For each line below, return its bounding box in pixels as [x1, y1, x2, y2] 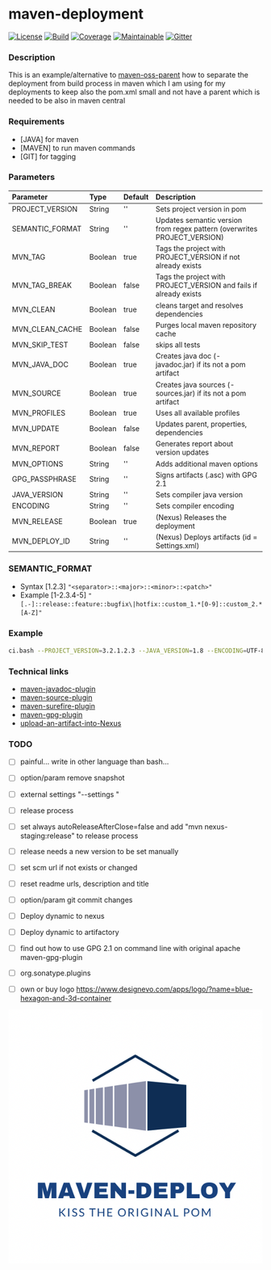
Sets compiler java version [155, 490, 244, 500]
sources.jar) [155, 388, 196, 398]
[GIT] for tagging [19, 151, 77, 161]
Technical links [8, 665, 69, 677]
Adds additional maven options [155, 459, 258, 468]
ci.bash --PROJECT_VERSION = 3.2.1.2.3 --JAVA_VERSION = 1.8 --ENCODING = [8, 647, 248, 655]
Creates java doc [155, 351, 212, 361]
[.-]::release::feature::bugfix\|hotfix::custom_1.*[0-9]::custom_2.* [19, 600, 263, 608]
